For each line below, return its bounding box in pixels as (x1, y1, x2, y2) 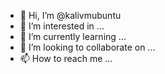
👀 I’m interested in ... (19, 20, 105, 32)
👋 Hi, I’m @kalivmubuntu (19, 10, 122, 21)
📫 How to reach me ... (19, 53, 113, 64)
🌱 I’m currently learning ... (19, 31, 127, 42)
